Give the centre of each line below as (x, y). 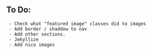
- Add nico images (32, 44)
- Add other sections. (37, 34)
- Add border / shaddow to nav (48, 29)
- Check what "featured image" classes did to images (78, 23)
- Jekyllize (24, 39)
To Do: (19, 10)
